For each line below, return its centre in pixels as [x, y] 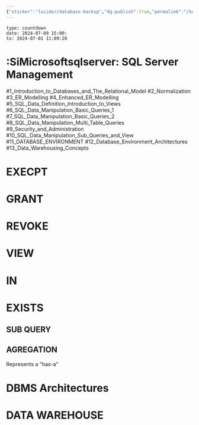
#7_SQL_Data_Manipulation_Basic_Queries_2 [60, 116]
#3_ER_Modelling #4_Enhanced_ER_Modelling [62, 97]
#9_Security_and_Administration [45, 129]
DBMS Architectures [57, 388]
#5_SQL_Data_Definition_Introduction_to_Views [64, 103]
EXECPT [27, 171]
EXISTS [25, 308]
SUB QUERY [29, 330]
